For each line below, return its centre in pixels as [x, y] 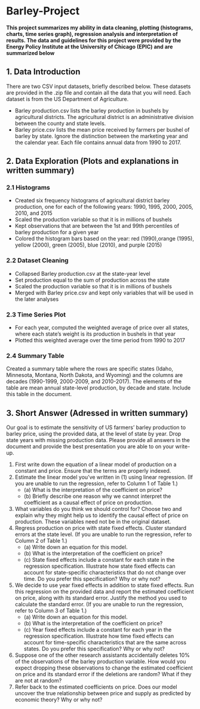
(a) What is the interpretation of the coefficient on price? [93, 490]
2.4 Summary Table [35, 355]
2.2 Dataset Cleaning [37, 260]
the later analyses [37, 299]
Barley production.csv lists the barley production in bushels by [92, 110]
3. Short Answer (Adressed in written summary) [97, 413]
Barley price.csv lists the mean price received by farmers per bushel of [102, 129]
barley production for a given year [57, 232]
